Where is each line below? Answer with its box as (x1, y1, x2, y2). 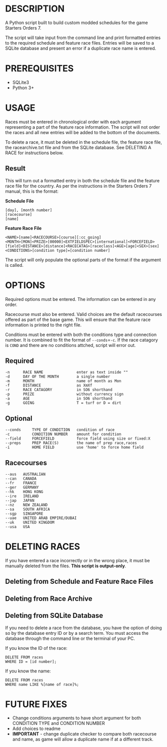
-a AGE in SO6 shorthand (5, 396, 113, 401)
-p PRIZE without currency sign (5, 392, 124, 397)
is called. (5, 262, 24, 268)
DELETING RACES (5, 541, 80, 552)
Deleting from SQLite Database (5, 611, 103, 620)
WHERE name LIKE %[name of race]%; (5, 682, 79, 687)
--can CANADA (5, 476, 37, 481)
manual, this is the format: (5, 188, 59, 194)
